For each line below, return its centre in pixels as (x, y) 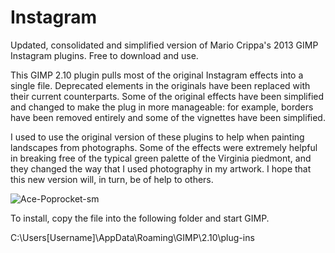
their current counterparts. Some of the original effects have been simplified (167, 96)
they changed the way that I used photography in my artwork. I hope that (161, 168)
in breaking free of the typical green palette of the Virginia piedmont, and (161, 158)
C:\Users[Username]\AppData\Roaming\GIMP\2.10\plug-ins (132, 237)
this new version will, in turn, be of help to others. (112, 179)
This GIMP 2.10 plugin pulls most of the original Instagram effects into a (157, 75)
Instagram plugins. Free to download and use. (104, 55)
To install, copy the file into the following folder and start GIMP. (140, 218)
